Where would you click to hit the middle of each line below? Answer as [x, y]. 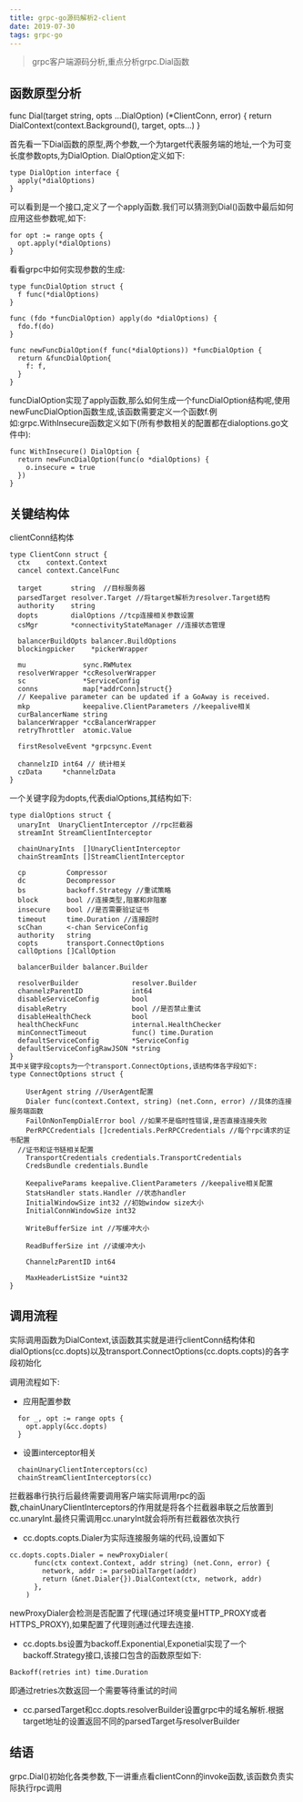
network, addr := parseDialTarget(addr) [120, 1571]
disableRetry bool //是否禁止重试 [110, 1009]
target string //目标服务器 [81, 588]
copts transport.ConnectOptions [91, 943]
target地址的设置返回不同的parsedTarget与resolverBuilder [131, 1721]
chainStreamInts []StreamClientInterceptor [101, 857]
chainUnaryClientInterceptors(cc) [83, 1470]
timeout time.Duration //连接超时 [88, 920]
